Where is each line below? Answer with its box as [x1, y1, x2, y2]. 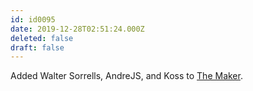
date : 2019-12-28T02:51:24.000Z [10, 24, 145, 34]
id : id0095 [10, 14, 56, 25]
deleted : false [10, 33, 74, 43]
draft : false [10, 42, 65, 53]
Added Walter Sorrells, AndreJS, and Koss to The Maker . [10, 70, 243, 82]
